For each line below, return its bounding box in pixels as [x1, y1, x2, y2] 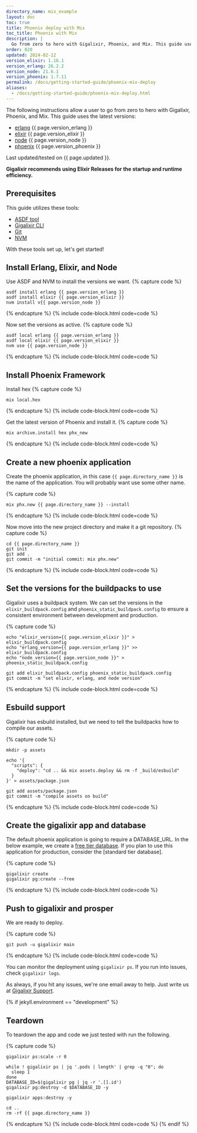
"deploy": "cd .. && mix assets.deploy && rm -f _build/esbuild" [16, 767, 180, 774]
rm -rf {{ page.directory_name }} [6, 1110, 91, 1117]
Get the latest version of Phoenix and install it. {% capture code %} [6, 419, 168, 426]
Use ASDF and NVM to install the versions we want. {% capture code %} [6, 278, 182, 285]
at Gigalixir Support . [6, 987, 55, 994]
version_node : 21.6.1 [6, 69, 59, 74]
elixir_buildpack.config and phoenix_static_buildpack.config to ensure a [6, 605, 189, 613]
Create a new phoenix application [6, 457, 131, 467]
